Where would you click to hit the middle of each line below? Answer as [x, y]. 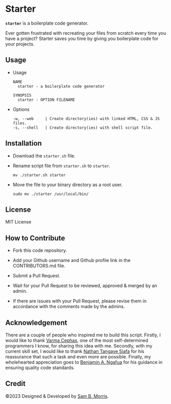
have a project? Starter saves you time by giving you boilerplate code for [82, 38]
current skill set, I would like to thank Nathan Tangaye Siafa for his [75, 351]
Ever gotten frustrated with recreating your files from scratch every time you [86, 33]
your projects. [20, 44]
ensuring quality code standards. [40, 368]
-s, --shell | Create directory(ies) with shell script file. [83, 128]
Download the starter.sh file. [44, 156]
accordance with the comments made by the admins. [69, 307]
